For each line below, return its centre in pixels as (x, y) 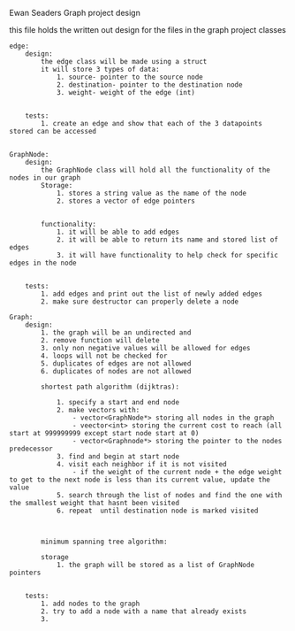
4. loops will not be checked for (104, 356)
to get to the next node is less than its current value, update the (140, 480)
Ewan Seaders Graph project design (75, 13)
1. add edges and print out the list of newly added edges (152, 294)
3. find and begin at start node (117, 457)
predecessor (31, 449)
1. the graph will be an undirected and (116, 333)
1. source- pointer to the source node (129, 77)
